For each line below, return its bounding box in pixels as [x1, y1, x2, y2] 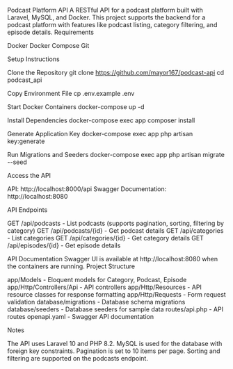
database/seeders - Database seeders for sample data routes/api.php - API [7, 305, 224, 313]
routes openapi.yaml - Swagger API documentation [7, 313, 154, 320]
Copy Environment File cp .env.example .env [7, 90, 135, 97]
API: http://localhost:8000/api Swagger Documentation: [7, 185, 167, 193]
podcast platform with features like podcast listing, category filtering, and [7, 21, 218, 28]
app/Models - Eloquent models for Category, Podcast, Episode [7, 276, 187, 284]
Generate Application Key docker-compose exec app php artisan [7, 130, 193, 138]
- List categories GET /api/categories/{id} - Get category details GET [7, 234, 204, 242]
